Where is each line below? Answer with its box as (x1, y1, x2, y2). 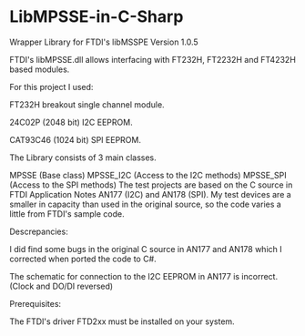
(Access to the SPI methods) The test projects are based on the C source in (9, 179, 293, 190)
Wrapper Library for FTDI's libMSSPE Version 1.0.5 (9, 36, 198, 47)
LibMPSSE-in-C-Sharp (9, 6, 184, 27)
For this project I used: (9, 81, 94, 92)
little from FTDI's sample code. (9, 208, 125, 219)
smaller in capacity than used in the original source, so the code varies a (9, 199, 282, 209)
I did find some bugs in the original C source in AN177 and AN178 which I (9, 243, 282, 254)
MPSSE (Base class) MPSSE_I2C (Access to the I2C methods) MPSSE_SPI (9, 169, 287, 180)
